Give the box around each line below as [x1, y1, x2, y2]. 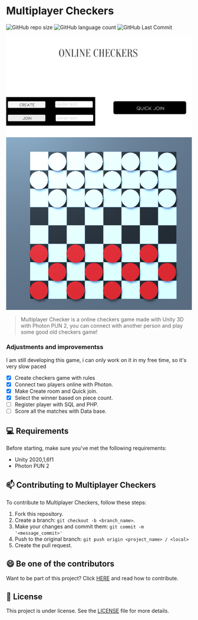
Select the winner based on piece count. [14, 395, 113, 402]
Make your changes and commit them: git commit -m [14, 522, 144, 530]
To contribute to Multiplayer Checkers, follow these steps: [6, 499, 147, 506]
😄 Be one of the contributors [6, 559, 115, 569]
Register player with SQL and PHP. [14, 401, 99, 408]
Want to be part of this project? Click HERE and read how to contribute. [6, 574, 179, 582]
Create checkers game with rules [14, 374, 95, 381]
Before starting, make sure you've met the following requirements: [6, 445, 167, 452]
